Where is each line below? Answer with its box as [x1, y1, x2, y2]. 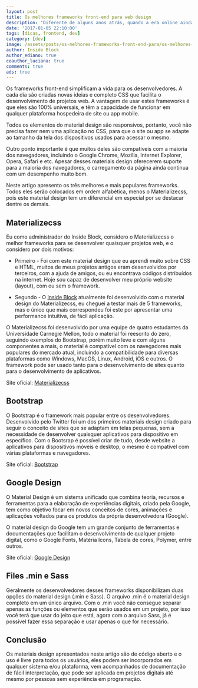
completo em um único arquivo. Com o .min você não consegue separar [6, 599, 181, 606]
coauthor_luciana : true [6, 58, 65, 64]
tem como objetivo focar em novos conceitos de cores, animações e [6, 506, 173, 513]
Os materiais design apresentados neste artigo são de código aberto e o [6, 650, 182, 657]
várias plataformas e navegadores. [6, 449, 90, 457]
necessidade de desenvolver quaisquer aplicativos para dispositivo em [6, 431, 179, 438]
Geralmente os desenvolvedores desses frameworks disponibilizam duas [6, 587, 184, 594]
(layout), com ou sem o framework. [14, 282, 100, 289]
